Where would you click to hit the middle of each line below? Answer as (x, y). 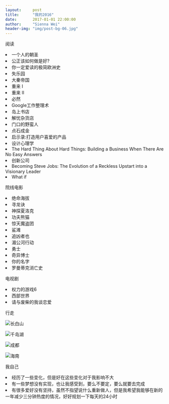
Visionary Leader (23, 172)
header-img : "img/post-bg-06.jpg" (42, 29)
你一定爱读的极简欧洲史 (36, 67)
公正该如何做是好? (31, 61)
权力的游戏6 (24, 289)
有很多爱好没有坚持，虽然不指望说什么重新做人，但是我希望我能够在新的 (87, 390)
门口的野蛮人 (25, 124)
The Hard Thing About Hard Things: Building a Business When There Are (88, 149)
